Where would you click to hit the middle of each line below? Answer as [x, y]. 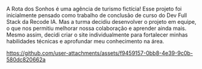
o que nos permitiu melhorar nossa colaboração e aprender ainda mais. [96, 28]
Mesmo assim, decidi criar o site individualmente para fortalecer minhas [97, 35]
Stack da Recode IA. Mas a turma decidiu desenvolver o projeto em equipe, [102, 22]
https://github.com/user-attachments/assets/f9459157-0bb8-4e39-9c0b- [100, 53]
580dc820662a [26, 60]
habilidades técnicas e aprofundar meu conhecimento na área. [85, 41]
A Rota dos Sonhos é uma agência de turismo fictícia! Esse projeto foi [94, 9]
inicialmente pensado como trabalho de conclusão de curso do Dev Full [97, 15]
